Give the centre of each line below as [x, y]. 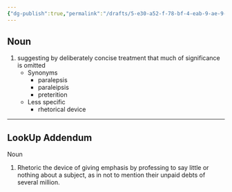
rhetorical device [62, 109]
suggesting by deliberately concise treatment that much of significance [118, 58]
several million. [38, 182]
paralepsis [52, 80]
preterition [52, 95]
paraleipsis [53, 88]
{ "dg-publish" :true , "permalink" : [55, 13]
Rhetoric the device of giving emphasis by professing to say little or [113, 168]
